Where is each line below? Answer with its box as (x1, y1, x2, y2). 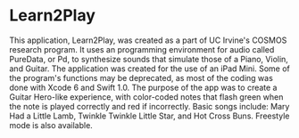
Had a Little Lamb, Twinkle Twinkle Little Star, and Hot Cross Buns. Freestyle (9, 110, 290, 121)
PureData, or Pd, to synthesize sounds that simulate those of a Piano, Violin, (9, 53, 288, 64)
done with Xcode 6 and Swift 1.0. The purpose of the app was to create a (9, 82, 278, 93)
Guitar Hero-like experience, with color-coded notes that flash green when (9, 91, 284, 102)
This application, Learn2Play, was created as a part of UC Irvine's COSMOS (9, 35, 287, 45)
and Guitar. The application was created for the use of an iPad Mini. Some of (9, 63, 290, 74)
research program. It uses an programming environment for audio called (9, 44, 275, 54)
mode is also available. (9, 119, 94, 130)
